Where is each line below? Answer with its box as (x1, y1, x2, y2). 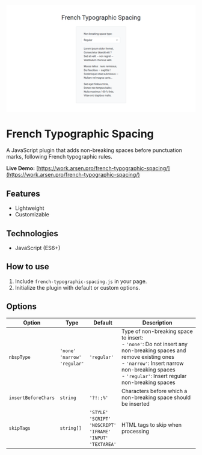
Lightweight (14, 204, 44, 212)
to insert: (121, 334, 144, 341)
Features (6, 188, 40, 199)
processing (121, 427, 149, 435)
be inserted (121, 400, 150, 407)
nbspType (8, 355, 31, 361)
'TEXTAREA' (89, 441, 117, 447)
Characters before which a (121, 387, 188, 394)
